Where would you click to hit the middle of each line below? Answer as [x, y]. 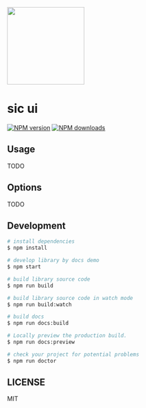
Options [25, 187]
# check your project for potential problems [73, 354]
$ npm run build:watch [39, 304]
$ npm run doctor [32, 361]
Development [37, 225]
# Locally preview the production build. [67, 336]
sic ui [23, 109]
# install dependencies [41, 241]
